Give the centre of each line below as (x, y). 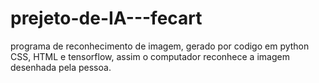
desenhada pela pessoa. (61, 67)
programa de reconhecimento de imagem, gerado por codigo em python (160, 46)
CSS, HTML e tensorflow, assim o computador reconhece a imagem (150, 56)
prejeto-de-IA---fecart (106, 18)
